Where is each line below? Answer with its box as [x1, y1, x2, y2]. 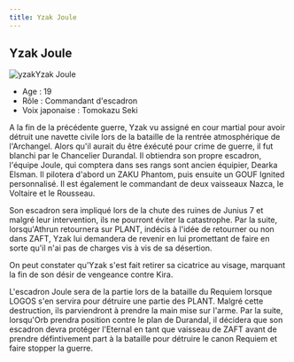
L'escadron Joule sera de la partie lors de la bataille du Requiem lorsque [9, 287, 273, 297]
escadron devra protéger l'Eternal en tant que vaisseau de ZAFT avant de [9, 324, 277, 335]
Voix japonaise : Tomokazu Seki [21, 105, 139, 116]
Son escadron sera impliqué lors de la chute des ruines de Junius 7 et [9, 205, 264, 216]
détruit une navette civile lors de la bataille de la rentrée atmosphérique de [9, 132, 281, 142]
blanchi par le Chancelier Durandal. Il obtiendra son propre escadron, [9, 150, 262, 161]
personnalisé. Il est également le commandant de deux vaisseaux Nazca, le [9, 179, 284, 189]
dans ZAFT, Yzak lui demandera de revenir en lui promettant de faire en [9, 234, 270, 244]
